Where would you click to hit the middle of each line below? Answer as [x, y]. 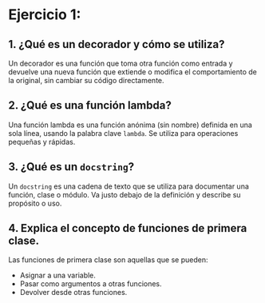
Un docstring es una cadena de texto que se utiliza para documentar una [129, 186]
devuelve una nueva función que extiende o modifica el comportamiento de [132, 72]
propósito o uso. [35, 203]
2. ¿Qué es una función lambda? [90, 106]
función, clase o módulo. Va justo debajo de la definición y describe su [125, 194]
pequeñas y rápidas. [42, 142]
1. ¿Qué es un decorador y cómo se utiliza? [117, 44]
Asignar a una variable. [57, 275]
